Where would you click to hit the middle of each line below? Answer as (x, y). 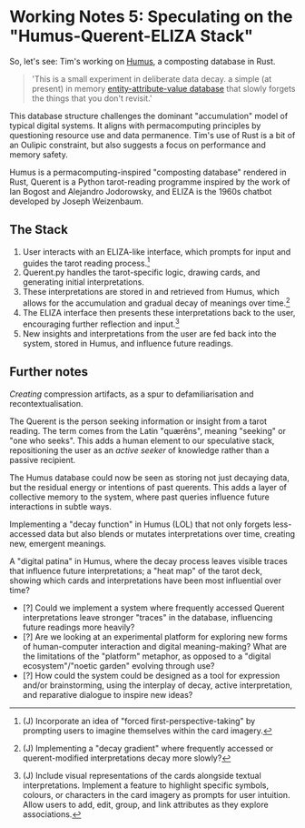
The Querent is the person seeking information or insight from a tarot (138, 421)
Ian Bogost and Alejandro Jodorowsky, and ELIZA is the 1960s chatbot (141, 191)
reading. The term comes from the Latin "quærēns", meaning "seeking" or (148, 430)
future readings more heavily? (79, 627)
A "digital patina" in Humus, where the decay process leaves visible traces (149, 560)
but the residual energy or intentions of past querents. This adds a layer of (148, 487)
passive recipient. (43, 459)
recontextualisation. (46, 403)
